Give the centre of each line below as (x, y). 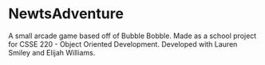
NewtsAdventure (66, 14)
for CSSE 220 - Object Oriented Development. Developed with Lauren (123, 44)
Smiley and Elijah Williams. (52, 52)
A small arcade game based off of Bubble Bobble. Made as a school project (132, 36)
